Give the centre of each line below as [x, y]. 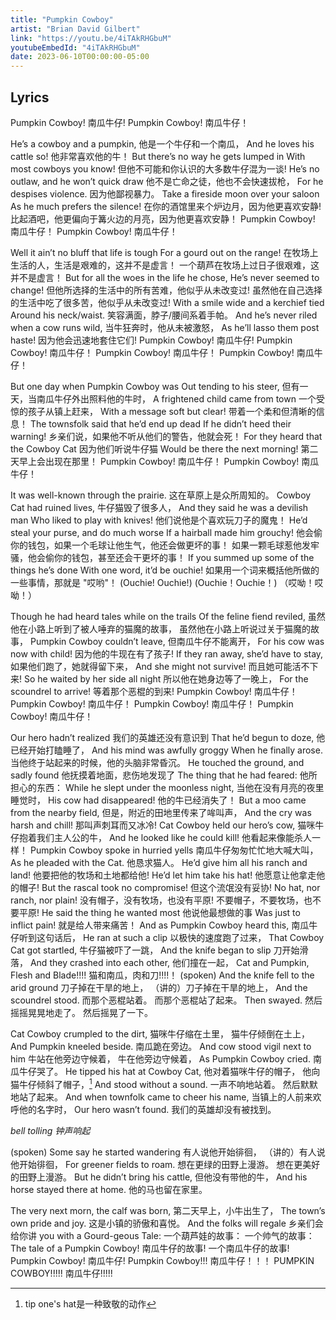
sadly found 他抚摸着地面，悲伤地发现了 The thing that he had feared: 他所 [164, 775]
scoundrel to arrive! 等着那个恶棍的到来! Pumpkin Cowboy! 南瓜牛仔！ [154, 691]
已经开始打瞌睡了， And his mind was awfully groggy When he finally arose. [166, 750]
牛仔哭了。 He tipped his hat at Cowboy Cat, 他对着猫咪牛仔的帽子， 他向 [169, 1071]
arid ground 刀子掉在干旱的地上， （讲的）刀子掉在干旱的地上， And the [159, 987]
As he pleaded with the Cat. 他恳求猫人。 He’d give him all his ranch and [159, 862]
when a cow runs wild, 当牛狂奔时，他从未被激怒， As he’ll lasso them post [165, 327]
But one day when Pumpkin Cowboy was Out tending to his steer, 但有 [155, 386]
